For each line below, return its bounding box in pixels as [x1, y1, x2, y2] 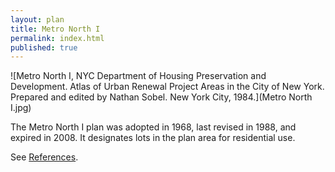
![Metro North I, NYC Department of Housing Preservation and [10, 70, 267, 82]
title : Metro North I [10, 24, 101, 34]
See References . [10, 151, 79, 163]
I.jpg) [10, 102, 32, 114]
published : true [10, 42, 78, 53]
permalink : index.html [10, 33, 105, 43]
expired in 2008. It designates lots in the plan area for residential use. [10, 132, 296, 144]
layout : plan [10, 14, 65, 25]
